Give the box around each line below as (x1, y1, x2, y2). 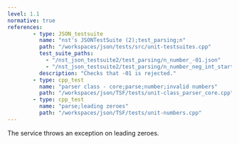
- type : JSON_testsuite (33, 30, 103, 38)
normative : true (7, 17, 55, 24)
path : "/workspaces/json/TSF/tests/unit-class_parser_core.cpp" (38, 89, 234, 96)
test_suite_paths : (38, 50, 94, 57)
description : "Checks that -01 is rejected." (38, 70, 176, 77)
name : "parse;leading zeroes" (38, 103, 129, 110)
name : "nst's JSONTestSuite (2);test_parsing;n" (38, 37, 186, 44)
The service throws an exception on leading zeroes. (7, 128, 159, 137)
